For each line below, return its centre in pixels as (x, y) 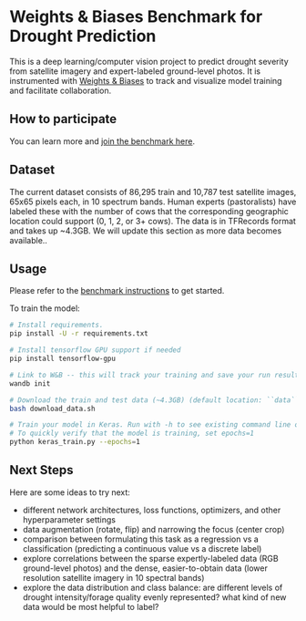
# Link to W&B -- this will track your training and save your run (140, 375)
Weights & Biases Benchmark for (136, 17)
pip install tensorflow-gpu (63, 358)
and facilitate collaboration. (61, 90)
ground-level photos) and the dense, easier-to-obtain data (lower (145, 568)
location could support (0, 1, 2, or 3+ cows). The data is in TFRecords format (153, 221)
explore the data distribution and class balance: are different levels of (153, 587)
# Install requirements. (56, 326)
